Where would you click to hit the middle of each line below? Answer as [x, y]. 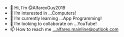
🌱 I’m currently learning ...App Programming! [56, 18]
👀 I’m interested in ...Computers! [43, 13]
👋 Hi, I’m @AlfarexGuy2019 [38, 8]
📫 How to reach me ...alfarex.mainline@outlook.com [64, 29]
